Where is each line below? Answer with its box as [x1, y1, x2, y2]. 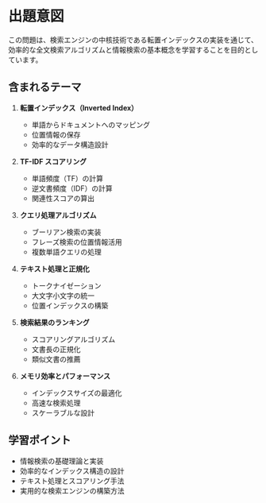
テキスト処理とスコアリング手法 [19, 476, 125, 486]
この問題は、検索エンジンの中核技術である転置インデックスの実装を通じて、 [8, 35, 258, 44]
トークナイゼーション [31, 281, 102, 290]
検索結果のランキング [19, 317, 90, 327]
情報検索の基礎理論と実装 [19, 456, 104, 466]
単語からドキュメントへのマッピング [31, 120, 151, 130]
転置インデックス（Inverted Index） [19, 103, 139, 112]
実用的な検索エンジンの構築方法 [19, 486, 125, 495]
